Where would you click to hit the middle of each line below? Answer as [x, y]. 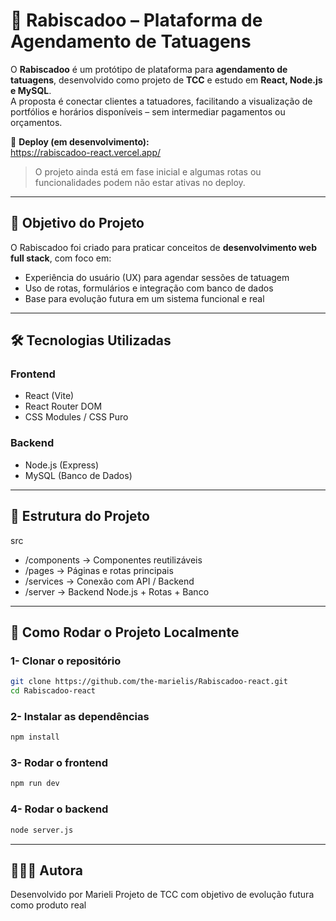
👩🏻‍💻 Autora [46, 870]
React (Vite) [49, 396]
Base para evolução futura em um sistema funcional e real [144, 298]
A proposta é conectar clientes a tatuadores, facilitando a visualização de [161, 101]
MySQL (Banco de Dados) [78, 475]
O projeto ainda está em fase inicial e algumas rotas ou [148, 171]
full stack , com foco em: [61, 258]
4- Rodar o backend [59, 809]
